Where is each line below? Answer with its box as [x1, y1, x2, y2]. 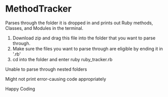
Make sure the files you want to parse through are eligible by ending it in [12, 45, 163, 52]
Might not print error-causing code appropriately [5, 76, 106, 82]
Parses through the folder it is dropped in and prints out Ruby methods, [5, 20, 153, 26]
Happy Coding [5, 85, 35, 91]
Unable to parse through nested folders [5, 66, 87, 72]
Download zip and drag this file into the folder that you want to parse [12, 35, 155, 41]
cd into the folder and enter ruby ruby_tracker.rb [12, 56, 113, 62]
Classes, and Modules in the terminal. [5, 25, 84, 31]
